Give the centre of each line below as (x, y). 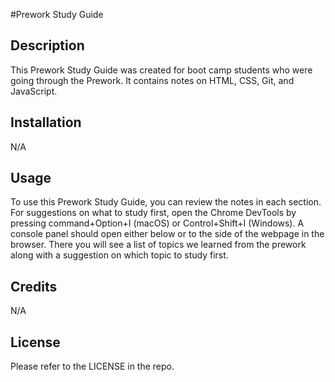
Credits (34, 286)
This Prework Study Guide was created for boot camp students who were (161, 70)
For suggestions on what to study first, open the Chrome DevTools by (153, 213)
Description (47, 45)
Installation (46, 122)
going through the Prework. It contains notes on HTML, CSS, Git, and (152, 80)
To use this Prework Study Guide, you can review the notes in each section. (166, 202)
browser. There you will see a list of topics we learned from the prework (158, 245)
